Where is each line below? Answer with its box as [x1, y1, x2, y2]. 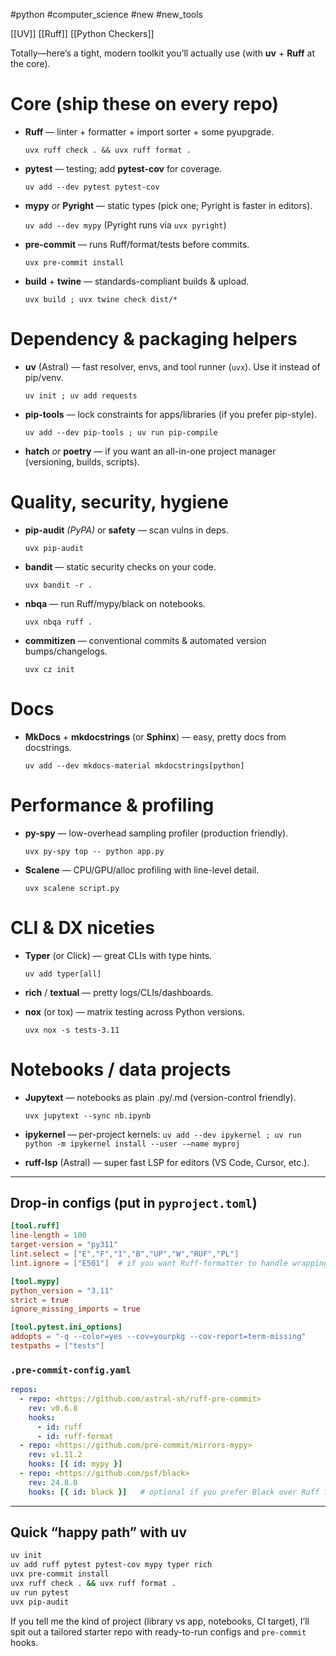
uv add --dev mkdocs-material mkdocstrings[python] [24, 760, 245, 771]
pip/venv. [24, 371, 64, 383]
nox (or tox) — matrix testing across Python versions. [24, 1005, 245, 1018]
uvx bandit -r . [24, 580, 93, 590]
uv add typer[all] [24, 969, 102, 979]
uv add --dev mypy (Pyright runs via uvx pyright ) [24, 219, 227, 231]
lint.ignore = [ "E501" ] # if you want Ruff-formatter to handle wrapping [10, 1258, 329, 1268]
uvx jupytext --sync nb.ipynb [24, 1110, 152, 1121]
